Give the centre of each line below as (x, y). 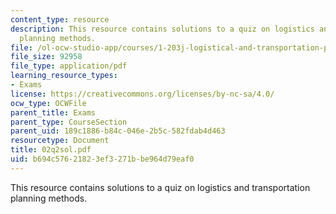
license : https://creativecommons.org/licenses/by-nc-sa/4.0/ (142, 94)
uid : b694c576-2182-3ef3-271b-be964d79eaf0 (102, 159)
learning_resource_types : (64, 76)
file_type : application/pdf (69, 66)
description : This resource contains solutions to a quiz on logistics (162, 29)
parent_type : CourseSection (69, 122)
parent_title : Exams (53, 112)
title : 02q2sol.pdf (51, 150)
